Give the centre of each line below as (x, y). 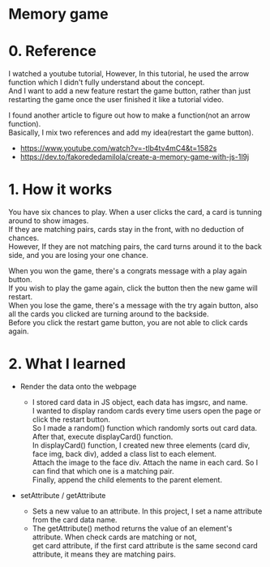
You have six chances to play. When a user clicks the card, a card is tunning (135, 213)
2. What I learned (67, 364)
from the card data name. (75, 520)
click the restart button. (71, 419)
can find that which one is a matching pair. (103, 471)
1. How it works (60, 189)
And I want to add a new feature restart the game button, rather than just (130, 91)
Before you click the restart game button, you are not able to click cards (129, 323)
